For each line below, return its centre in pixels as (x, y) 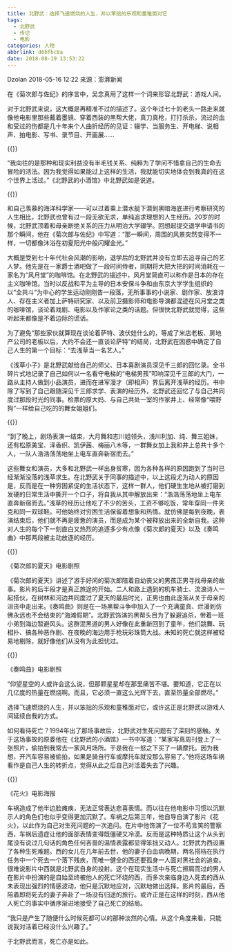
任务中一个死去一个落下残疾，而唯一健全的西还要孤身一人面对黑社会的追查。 (116, 860)
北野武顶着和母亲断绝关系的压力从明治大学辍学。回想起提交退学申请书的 (122, 225)
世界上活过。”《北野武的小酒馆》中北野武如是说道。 (86, 180)
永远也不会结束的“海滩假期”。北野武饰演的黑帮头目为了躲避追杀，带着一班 (118, 615)
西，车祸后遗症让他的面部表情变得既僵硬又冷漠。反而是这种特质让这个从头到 (116, 834)
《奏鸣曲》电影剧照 (35, 669)
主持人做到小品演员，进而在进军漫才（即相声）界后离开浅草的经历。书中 (122, 382)
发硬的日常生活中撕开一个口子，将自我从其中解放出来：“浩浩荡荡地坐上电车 (115, 494)
